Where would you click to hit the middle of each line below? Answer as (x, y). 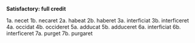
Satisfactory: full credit (36, 9)
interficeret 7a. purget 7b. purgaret (50, 33)
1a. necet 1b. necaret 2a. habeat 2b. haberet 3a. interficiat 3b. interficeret (98, 20)
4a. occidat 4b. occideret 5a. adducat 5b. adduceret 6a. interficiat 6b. (94, 27)
